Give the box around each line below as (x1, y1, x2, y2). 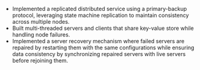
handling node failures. (12, 31, 70, 38)
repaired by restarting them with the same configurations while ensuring (12, 44, 194, 51)
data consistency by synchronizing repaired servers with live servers (12, 51, 186, 57)
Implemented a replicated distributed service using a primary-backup (12, 5, 187, 12)
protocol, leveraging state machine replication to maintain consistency (12, 12, 190, 19)
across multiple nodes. (12, 18, 70, 25)
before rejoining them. (12, 57, 69, 64)
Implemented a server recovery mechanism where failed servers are (12, 38, 185, 44)
